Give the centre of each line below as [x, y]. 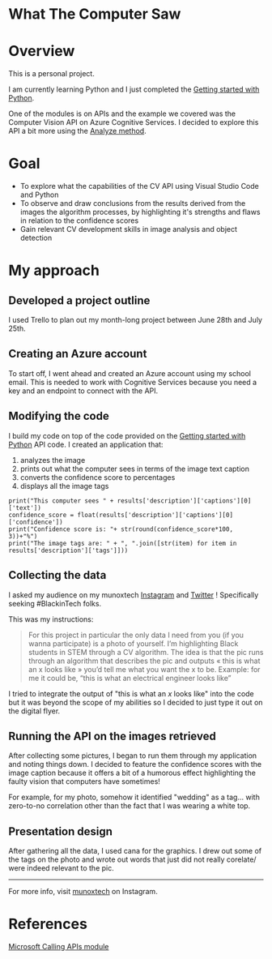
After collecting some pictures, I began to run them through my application [133, 756]
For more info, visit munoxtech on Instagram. [83, 892]
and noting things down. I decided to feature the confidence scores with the [135, 764]
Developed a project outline [79, 300]
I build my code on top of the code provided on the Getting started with [127, 435]
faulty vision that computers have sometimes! [84, 781]
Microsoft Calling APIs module [59, 947]
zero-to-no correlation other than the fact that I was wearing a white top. [130, 806]
